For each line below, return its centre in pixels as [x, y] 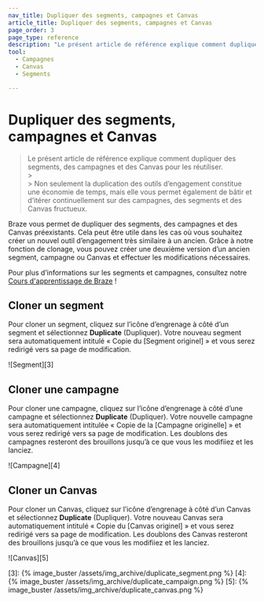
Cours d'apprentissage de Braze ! [62, 281]
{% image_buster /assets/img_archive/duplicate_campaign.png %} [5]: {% [128, 582]
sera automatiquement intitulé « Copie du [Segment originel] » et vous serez [132, 341]
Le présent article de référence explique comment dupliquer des [132, 158]
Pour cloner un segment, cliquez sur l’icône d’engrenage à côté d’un [119, 324]
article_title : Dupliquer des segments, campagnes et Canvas [110, 23]
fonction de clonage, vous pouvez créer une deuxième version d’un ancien [129, 249]
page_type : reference [44, 37]
